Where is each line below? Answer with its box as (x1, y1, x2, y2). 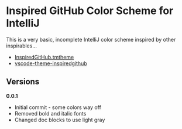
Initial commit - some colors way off (14, 104, 101, 111)
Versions (6, 77, 40, 87)
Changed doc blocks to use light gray (14, 116, 105, 123)
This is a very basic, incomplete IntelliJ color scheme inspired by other (6, 36, 176, 43)
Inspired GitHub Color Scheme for (6, 4, 174, 18)
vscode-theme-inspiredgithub (14, 60, 87, 67)
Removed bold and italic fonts (14, 110, 87, 117)
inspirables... (6, 42, 37, 49)
